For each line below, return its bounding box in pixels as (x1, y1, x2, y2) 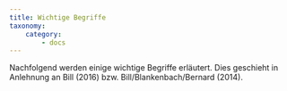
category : (25, 29, 63, 38)
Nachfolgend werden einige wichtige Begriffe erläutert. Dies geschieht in (9, 62, 279, 73)
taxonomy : (9, 21, 47, 30)
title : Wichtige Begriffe (9, 12, 106, 22)
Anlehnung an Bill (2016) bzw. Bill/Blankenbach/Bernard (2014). (9, 72, 244, 83)
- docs (41, 37, 66, 47)
